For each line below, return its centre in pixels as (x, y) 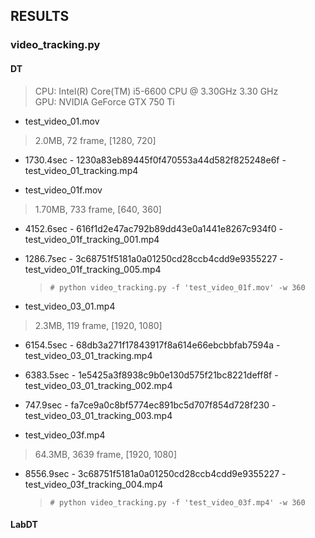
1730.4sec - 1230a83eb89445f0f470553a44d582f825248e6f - (155, 160)
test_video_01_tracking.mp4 (81, 170)
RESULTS (40, 16)
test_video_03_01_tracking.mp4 (88, 355)
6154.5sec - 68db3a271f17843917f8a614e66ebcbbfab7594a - (152, 345)
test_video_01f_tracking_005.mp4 (93, 269)
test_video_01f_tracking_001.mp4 (92, 239)
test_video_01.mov (62, 121)
